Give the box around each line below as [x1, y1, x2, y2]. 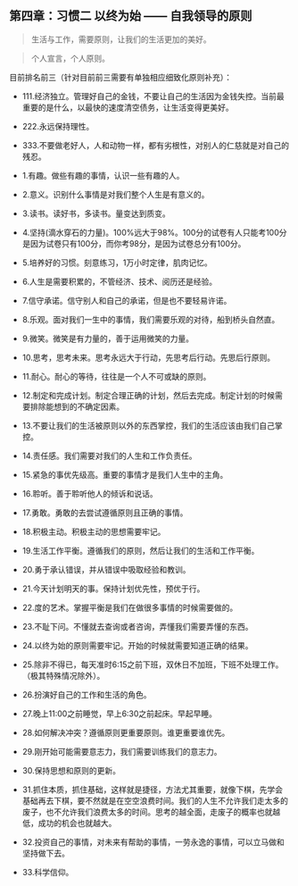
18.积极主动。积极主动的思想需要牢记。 [21, 526, 166, 537]
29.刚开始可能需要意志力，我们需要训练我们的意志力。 [21, 746, 222, 756]
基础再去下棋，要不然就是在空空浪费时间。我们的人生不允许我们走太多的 [21, 795, 288, 806]
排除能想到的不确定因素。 [29, 401, 125, 412]
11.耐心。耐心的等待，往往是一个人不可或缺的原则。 [21, 371, 211, 381]
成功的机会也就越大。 [37, 817, 117, 828]
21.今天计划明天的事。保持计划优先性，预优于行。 [21, 583, 205, 594]
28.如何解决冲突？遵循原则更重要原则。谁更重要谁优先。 [21, 727, 230, 738]
